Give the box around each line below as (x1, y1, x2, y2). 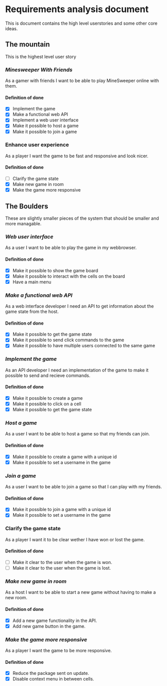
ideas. (5, 25, 18, 31)
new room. (5, 595, 28, 601)
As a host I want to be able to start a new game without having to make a (5, 589, 156, 595)
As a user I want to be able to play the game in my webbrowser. (5, 244, 137, 251)
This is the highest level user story (5, 53, 76, 59)
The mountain (5, 40, 50, 49)
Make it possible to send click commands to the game (12, 337, 124, 343)
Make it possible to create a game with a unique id (12, 454, 117, 460)
